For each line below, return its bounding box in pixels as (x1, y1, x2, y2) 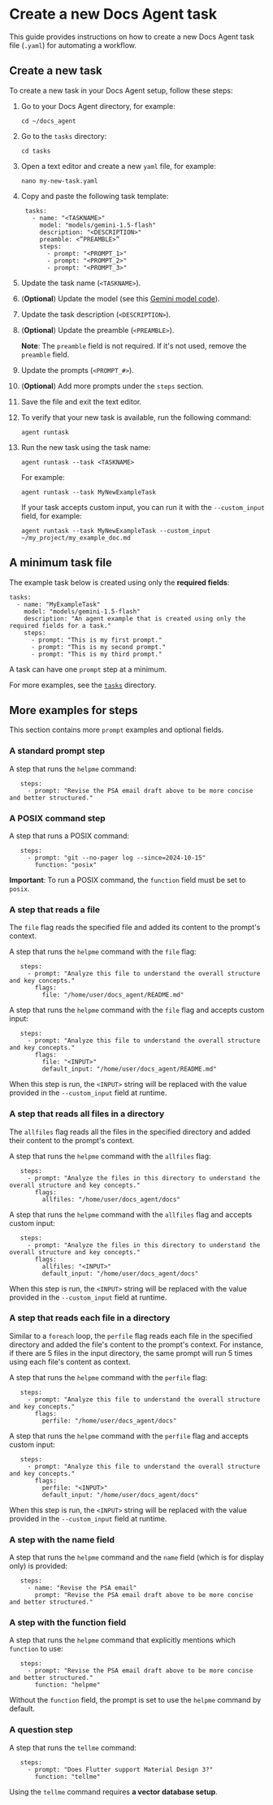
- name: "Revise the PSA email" (27, 1584, 137, 1592)
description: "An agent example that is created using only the (24, 614, 246, 622)
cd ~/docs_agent (20, 117, 76, 125)
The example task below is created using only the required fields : (9, 578, 230, 587)
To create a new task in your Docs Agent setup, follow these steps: (9, 85, 233, 95)
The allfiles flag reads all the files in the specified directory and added (9, 1127, 251, 1136)
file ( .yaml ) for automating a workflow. (9, 40, 136, 50)
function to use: (9, 1644, 63, 1654)
